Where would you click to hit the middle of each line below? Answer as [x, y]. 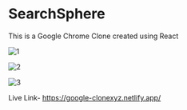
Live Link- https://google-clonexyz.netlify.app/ [85, 97]
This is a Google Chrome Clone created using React [93, 36]
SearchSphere [57, 14]
